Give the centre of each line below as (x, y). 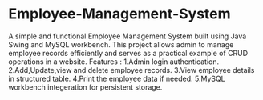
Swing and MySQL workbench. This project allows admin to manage (121, 44)
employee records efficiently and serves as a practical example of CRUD (128, 53)
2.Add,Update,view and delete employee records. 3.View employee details (131, 70)
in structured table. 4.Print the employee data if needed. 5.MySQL (117, 78)
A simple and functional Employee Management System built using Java (127, 36)
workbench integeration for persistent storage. (85, 87)
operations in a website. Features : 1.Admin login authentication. (114, 62)
